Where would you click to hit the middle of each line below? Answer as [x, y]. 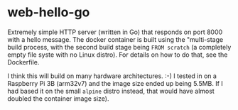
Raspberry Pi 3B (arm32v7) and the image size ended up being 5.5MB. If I [115, 83]
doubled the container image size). [58, 98]
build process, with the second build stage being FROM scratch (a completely [119, 47]
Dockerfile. [23, 62]
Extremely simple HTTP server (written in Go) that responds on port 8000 [115, 32]
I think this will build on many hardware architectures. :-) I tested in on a [112, 76]
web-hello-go [49, 12]
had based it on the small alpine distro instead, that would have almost [111, 91]
